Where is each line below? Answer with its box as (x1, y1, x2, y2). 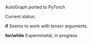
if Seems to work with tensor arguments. (5, 23, 88, 29)
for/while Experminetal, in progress (5, 33, 78, 38)
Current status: (5, 14, 36, 19)
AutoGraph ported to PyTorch (5, 4, 65, 10)
